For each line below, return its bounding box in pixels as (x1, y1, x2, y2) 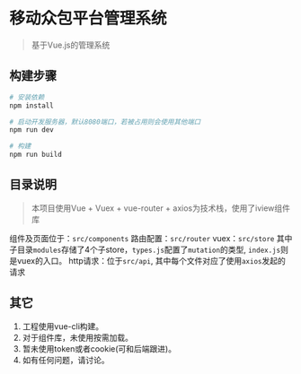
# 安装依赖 (9, 92, 45, 101)
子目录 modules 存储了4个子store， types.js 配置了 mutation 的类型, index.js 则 (9, 244, 289, 255)
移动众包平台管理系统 (9, 8, 168, 29)
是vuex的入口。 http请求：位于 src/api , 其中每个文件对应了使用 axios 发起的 (9, 255, 286, 265)
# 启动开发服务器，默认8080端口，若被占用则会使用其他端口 (9, 117, 201, 126)
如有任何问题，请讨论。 (22, 354, 110, 365)
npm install (9, 100, 54, 110)
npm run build (9, 150, 63, 160)
